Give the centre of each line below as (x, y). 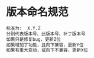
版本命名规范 (38, 12)
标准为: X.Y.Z (23, 28)
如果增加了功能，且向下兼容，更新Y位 (45, 45)
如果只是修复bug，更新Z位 (33, 39)
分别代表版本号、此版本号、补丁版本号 (46, 34)
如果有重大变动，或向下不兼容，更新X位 (47, 50)
